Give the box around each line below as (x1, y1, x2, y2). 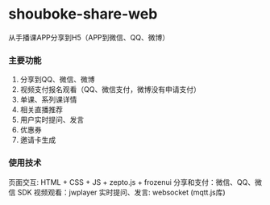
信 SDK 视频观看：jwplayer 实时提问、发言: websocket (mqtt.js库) (8, 187, 226, 197)
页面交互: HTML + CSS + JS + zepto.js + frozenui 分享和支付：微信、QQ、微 (8, 177, 262, 186)
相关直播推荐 (19, 105, 63, 115)
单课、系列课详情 (19, 94, 77, 105)
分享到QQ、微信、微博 (19, 74, 95, 85)
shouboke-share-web (8, 5, 158, 23)
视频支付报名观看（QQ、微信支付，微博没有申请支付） (19, 85, 201, 94)
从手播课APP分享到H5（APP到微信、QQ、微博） (8, 32, 170, 42)
